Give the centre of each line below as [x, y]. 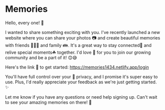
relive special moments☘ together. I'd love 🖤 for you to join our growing [78, 52]
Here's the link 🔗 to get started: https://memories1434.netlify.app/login [77, 67]
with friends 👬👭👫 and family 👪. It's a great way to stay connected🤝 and [79, 45]
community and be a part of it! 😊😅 [41, 57]
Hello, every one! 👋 [25, 23]
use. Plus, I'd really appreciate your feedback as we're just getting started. [81, 82]
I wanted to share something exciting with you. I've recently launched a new [82, 32]
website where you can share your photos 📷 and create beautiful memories [83, 37]
